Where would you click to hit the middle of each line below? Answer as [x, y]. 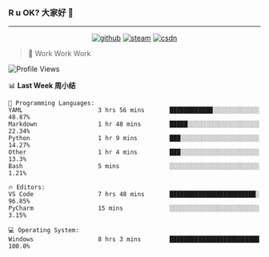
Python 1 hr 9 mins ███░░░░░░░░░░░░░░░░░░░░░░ [134, 139]
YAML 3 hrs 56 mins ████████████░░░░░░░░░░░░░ [134, 110]
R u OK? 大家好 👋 [41, 12]
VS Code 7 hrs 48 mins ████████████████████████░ [134, 195]
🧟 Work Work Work [59, 54]
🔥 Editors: [27, 187]
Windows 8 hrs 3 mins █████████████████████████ [134, 239]
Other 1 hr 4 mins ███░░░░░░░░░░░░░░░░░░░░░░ [134, 153]
